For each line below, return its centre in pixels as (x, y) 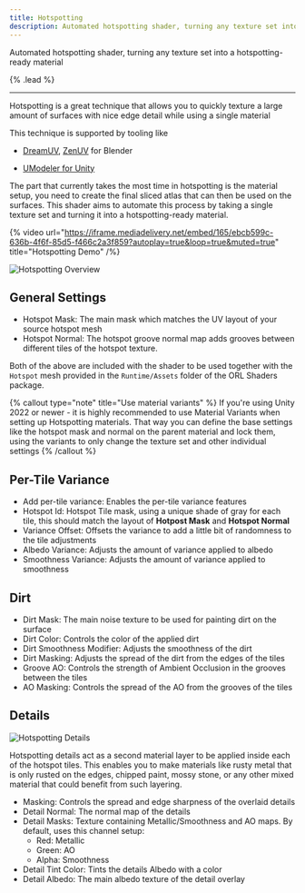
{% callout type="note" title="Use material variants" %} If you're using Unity (152, 403)
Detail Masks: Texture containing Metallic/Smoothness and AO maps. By (157, 821)
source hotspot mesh (62, 329)
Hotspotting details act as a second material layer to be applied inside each (150, 755)
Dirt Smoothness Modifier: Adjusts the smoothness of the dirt (137, 648)
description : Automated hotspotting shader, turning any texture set (144, 26)
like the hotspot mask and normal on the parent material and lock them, (143, 432)
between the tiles (55, 677)
